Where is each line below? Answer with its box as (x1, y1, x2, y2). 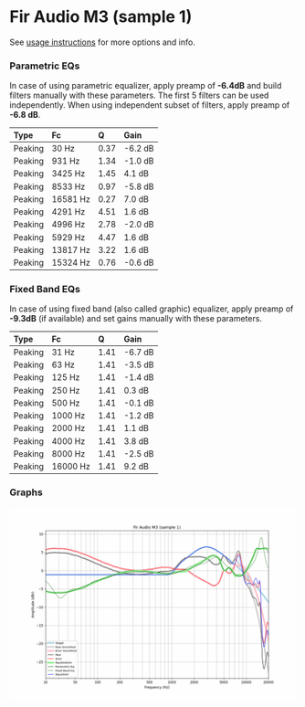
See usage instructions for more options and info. (9, 37, 196, 47)
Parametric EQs (9, 59, 80, 72)
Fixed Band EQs (9, 282, 80, 295)
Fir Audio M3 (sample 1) (9, 6, 193, 27)
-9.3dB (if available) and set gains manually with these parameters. (9, 313, 263, 324)
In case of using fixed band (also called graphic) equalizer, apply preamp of (9, 303, 294, 314)
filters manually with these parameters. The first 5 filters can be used (9, 90, 269, 101)
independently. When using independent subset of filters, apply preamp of (9, 100, 290, 111)
